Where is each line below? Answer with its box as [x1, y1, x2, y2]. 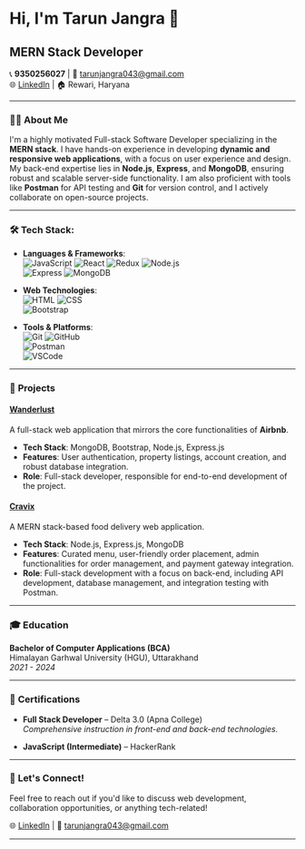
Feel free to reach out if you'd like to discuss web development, [9, 793, 247, 804]
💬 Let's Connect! [9, 772, 84, 785]
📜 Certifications [9, 693, 81, 706]
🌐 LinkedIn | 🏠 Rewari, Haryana [9, 79, 130, 90]
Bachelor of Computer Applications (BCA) [9, 643, 171, 654]
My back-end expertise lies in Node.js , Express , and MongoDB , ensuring [9, 163, 284, 174]
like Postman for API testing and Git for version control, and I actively [9, 182, 269, 193]
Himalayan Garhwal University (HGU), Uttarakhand [9, 652, 199, 663]
